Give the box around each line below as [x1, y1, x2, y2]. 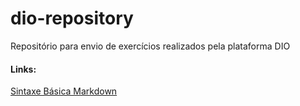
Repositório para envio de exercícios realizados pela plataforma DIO [10, 40, 291, 52]
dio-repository [10, 7, 134, 30]
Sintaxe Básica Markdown [10, 85, 118, 97]
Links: [10, 63, 37, 75]
